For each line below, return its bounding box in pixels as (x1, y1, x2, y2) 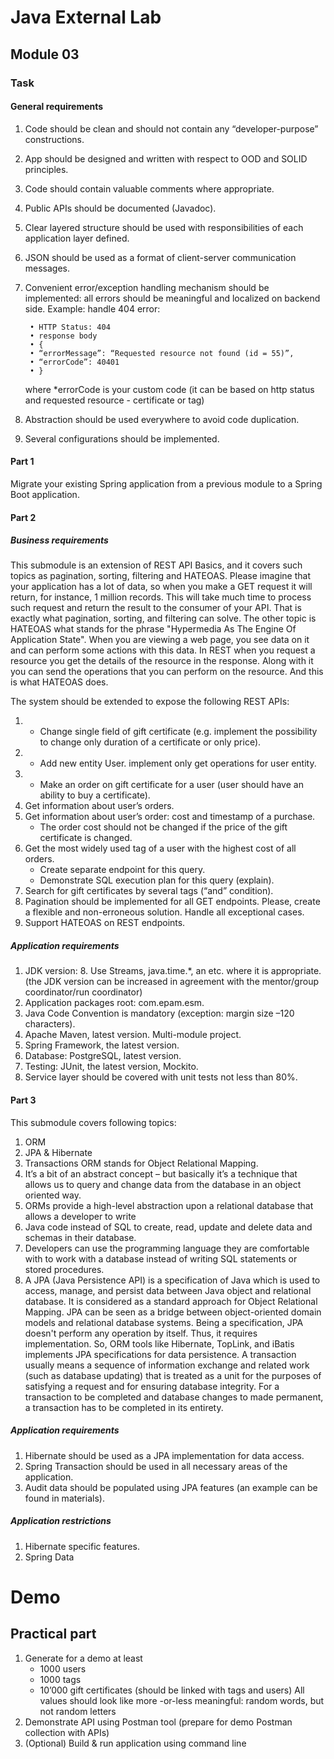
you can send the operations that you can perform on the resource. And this (10, 666, 324, 678)
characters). (24, 1018, 76, 1030)
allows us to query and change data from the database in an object (24, 1178, 302, 1190)
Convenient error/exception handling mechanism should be (24, 281, 270, 293)
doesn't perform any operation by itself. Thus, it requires (24, 1327, 258, 1339)
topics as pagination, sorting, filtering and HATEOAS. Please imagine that (10, 570, 311, 582)
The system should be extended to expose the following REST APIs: (10, 696, 290, 708)
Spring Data (24, 1551, 75, 1563)
